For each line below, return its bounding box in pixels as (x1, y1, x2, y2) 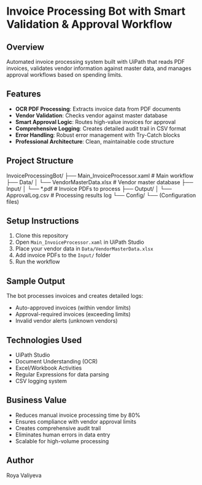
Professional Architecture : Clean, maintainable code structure (15, 138, 174, 145)
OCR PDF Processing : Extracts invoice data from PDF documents (15, 105, 181, 112)
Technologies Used (6, 335, 82, 345)
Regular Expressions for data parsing (15, 371, 109, 378)
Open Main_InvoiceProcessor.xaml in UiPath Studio (15, 238, 144, 246)
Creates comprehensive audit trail (15, 424, 101, 432)
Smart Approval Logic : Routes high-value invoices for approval (15, 118, 176, 125)
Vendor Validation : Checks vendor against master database (15, 112, 168, 119)
